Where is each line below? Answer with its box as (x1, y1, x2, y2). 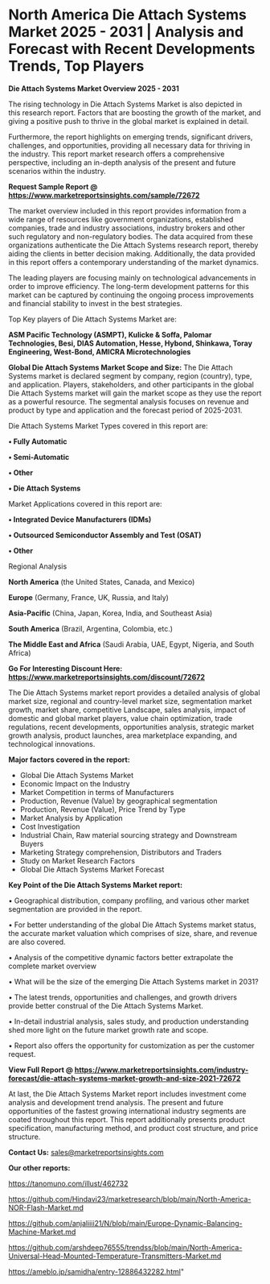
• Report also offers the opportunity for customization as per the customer (8, 1041, 255, 1050)
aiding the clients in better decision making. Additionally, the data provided (8, 248, 256, 259)
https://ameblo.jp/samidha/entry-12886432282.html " (8, 1266, 185, 1276)
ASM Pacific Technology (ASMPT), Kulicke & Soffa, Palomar (8, 329, 212, 339)
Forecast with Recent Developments (8, 40, 256, 58)
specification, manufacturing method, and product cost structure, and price (8, 1123, 259, 1133)
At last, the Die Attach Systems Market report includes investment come (8, 1089, 247, 1099)
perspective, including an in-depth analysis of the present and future (8, 157, 236, 167)
